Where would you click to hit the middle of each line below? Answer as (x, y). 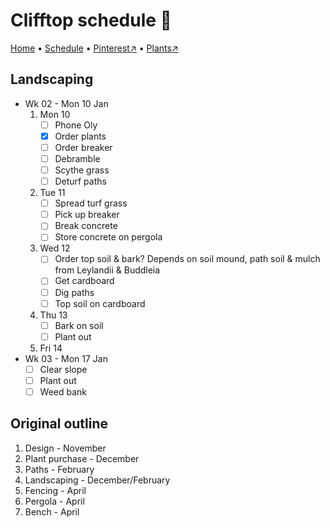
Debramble (77, 158)
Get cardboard (84, 281)
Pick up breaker (87, 215)
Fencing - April (55, 490)
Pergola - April (54, 501)
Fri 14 (51, 348)
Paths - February (59, 469)
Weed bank (63, 391)
